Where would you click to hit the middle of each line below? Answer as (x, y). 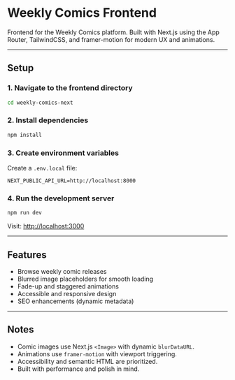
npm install (24, 135)
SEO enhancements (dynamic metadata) (76, 301)
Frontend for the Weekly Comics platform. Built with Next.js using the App (114, 32)
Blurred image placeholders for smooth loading (85, 279)
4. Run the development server (61, 198)
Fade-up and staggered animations (68, 286)
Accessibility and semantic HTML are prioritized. (87, 361)
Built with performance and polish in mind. (78, 369)
